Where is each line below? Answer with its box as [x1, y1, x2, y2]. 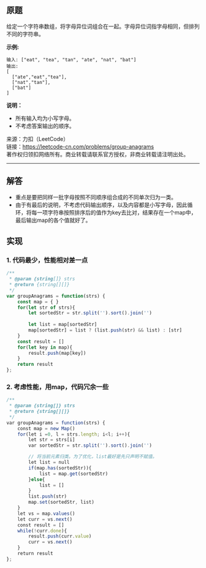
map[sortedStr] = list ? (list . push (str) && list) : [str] [28, 327, 183, 333]
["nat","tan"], [12, 79, 51, 85]
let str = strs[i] [28, 437, 75, 443]
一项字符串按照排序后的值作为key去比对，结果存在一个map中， [36, 208, 197, 216]
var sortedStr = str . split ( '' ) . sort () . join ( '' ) [28, 442, 152, 449]
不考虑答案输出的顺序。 [15, 122, 75, 129]
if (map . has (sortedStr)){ [28, 464, 92, 471]
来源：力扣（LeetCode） [6, 135, 69, 142]
